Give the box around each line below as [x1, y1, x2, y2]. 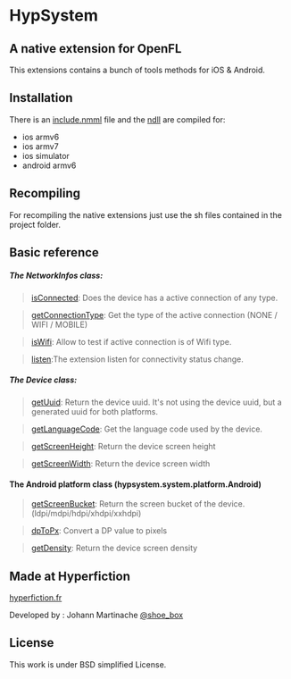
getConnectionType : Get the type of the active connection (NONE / [30, 309, 279, 320]
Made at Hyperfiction [9, 568, 131, 583]
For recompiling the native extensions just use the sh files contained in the [9, 209, 283, 220]
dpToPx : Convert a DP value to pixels [30, 525, 168, 536]
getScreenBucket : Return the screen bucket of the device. [30, 499, 245, 509]
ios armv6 [21, 131, 60, 142]
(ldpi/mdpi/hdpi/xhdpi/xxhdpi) [30, 508, 142, 519]
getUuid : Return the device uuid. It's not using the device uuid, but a [30, 397, 283, 407]
